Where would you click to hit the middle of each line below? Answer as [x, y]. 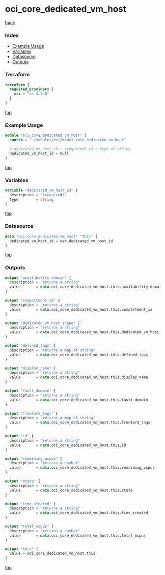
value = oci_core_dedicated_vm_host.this [53, 554]
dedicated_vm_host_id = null [39, 153]
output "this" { [22, 549]
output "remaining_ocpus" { [34, 458]
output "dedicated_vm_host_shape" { [42, 323]
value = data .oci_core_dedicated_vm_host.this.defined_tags [79, 355]
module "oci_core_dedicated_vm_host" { [46, 136]
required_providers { [32, 90]
